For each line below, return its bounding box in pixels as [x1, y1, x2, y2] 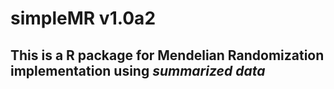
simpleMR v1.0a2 [10, 7, 157, 30]
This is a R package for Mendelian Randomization [10, 47, 325, 64]
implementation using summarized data [10, 62, 266, 79]
